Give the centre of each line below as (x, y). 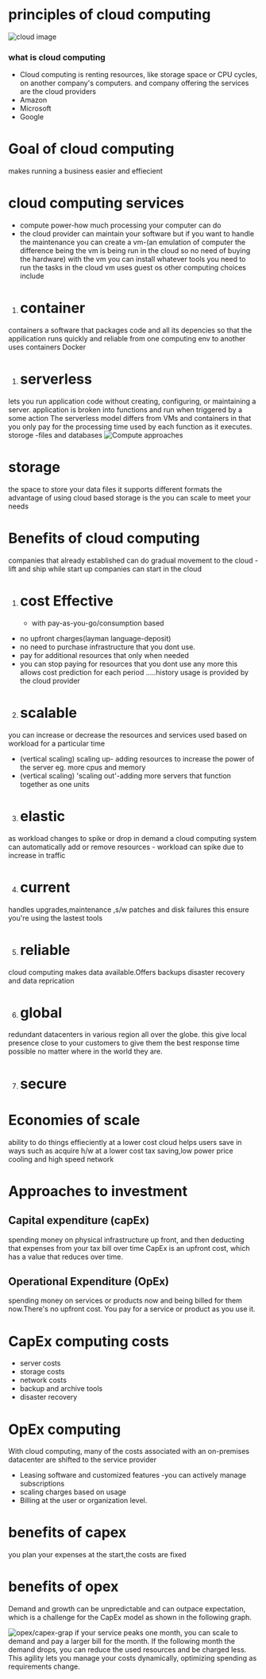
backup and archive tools (61, 1389)
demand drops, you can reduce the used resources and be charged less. (127, 1650)
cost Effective (66, 601)
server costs (40, 1363)
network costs (43, 1380)
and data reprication (41, 980)
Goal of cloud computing (91, 149)
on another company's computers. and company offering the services (134, 83)
